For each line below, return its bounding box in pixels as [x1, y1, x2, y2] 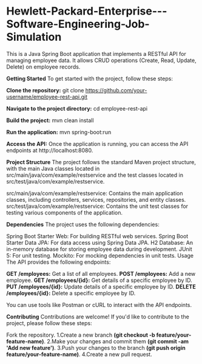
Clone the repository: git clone [6, 86, 84, 94]
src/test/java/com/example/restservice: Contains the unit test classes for [6, 202, 189, 210]
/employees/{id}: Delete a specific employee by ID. [6, 289, 136, 297]
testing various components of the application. [6, 208, 123, 216]
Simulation [6, 30, 62, 44]
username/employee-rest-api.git [6, 93, 88, 100]
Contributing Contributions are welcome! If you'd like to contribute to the [6, 313, 189, 320]
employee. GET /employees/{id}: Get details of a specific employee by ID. [6, 276, 192, 284]
